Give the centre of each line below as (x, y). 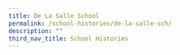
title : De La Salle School (54, 16)
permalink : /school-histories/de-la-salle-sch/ (90, 23)
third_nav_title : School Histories (69, 38)
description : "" (36, 31)
